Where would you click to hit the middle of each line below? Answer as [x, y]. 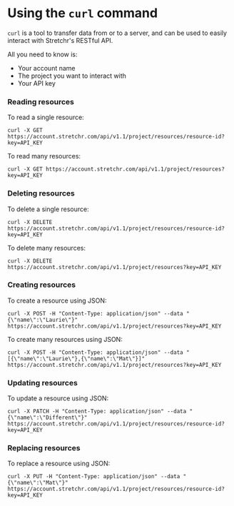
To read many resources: [44, 156]
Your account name [46, 68]
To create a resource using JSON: [57, 300]
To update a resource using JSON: [58, 398]
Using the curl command [83, 13]
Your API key [36, 83]
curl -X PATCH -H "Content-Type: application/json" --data [97, 412]
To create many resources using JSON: [65, 339]
